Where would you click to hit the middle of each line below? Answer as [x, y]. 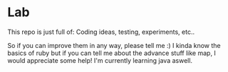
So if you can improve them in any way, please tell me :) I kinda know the [114, 45]
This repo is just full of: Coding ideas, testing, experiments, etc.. [101, 32]
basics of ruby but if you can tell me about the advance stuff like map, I [112, 53]
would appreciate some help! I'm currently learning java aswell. [100, 60]
